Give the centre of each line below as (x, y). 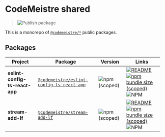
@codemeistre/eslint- (63, 80)
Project (20, 62)
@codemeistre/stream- (63, 112)
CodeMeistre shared (48, 9)
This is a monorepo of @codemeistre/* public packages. (61, 32)
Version (110, 62)
